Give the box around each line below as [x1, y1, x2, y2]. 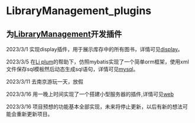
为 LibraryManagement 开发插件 [6, 29, 122, 39]
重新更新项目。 [16, 111, 53, 117]
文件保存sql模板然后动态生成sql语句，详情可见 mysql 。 [6, 66, 139, 72]
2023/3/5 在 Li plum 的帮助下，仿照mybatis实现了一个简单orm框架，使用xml [6, 58, 189, 65]
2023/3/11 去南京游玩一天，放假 [6, 78, 84, 85]
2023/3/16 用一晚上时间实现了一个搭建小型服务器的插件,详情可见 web [6, 91, 174, 98]
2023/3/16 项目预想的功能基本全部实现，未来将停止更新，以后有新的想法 [6, 103, 183, 110]
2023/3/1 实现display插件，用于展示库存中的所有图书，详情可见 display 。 [6, 46, 183, 52]
